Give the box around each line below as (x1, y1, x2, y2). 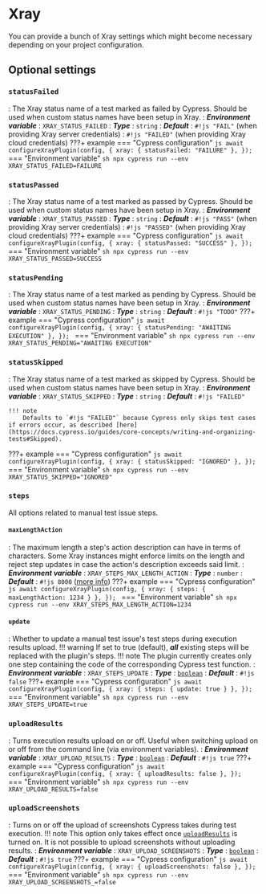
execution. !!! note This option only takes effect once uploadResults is (8, 828, 238, 838)
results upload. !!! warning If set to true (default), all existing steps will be (8, 643, 250, 652)
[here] (115, 421, 138, 429)
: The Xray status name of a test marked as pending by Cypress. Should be (8, 290, 256, 300)
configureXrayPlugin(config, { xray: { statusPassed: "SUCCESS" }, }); (8, 239, 252, 247)
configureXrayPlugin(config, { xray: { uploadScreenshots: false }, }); (8, 863, 256, 871)
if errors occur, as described (8, 421, 113, 429)
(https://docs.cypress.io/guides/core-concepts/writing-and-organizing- (8, 427, 256, 436)
